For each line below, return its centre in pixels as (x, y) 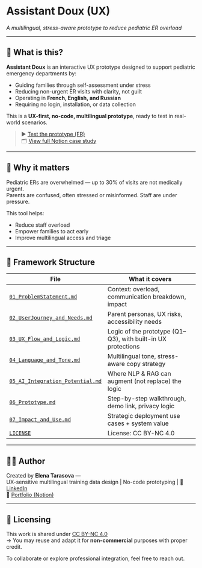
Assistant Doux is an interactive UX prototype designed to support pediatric (101, 67)
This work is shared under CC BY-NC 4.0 (57, 534)
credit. (14, 547)
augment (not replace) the (144, 381)
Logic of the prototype (139, 332)
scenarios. (35, 122)
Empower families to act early (52, 231)
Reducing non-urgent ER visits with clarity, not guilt (78, 91)
